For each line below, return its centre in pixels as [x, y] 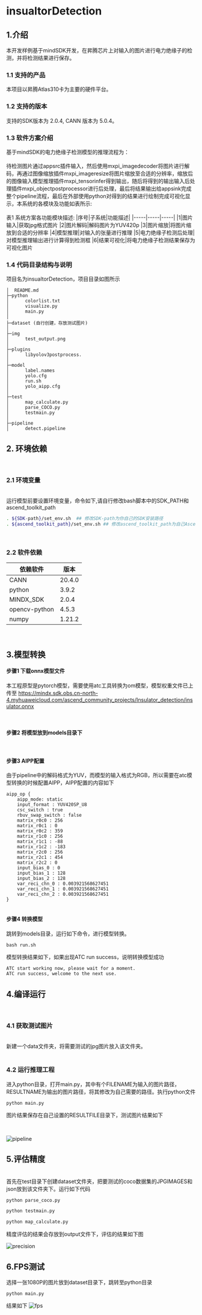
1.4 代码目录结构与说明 [39, 264]
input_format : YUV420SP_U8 [52, 805]
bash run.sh [21, 945]
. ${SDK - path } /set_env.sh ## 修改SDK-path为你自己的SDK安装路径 [85, 519]
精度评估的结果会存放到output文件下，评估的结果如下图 [75, 1234]
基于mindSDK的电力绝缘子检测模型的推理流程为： [68, 152]
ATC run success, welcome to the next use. [62, 974]
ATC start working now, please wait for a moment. [71, 968]
